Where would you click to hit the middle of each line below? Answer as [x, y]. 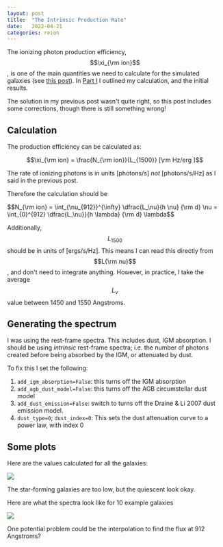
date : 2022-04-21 [35, 26]
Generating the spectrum [62, 324]
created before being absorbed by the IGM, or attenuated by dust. [100, 355]
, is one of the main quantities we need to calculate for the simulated [103, 73]
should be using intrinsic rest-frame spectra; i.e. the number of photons [108, 348]
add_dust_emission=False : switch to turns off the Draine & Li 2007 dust [116, 403]
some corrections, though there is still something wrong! [87, 109]
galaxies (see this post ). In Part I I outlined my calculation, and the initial [108, 81]
